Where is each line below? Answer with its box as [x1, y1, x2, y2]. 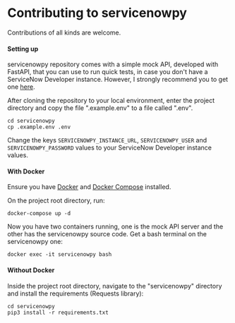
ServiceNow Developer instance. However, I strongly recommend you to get [7, 75, 228, 84]
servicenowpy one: [7, 238, 64, 246]
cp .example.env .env [7, 123, 71, 131]
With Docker [7, 167, 45, 176]
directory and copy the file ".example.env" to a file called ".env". [7, 104, 193, 112]
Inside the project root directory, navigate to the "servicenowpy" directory [7, 281, 222, 290]
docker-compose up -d [7, 210, 71, 217]
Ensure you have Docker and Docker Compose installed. [7, 183, 171, 191]
